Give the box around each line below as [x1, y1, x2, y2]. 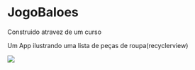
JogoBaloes [7, 4, 79, 21]
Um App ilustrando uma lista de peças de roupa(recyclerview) [7, 41, 189, 49]
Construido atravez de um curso [7, 28, 101, 36]
